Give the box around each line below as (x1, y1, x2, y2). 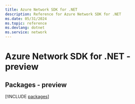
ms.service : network (5, 30, 47, 35)
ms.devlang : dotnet (5, 25, 45, 30)
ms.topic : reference (5, 21, 47, 26)
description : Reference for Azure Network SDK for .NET (5, 12, 121, 17)
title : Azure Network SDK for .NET (5, 7, 78, 12)
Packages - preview (5, 81, 67, 89)
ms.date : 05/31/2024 (5, 16, 47, 21)
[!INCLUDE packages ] (5, 94, 49, 99)
